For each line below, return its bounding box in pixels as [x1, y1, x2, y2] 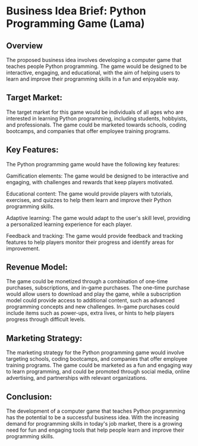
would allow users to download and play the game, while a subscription [6, 290, 181, 298]
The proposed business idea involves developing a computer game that [6, 57, 182, 63]
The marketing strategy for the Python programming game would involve [6, 349, 184, 356]
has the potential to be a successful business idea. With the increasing [6, 414, 180, 421]
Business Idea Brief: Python [6, 4, 146, 18]
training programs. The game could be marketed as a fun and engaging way [6, 362, 193, 369]
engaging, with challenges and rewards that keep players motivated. [6, 178, 174, 185]
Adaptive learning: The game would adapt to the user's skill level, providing [6, 214, 190, 221]
